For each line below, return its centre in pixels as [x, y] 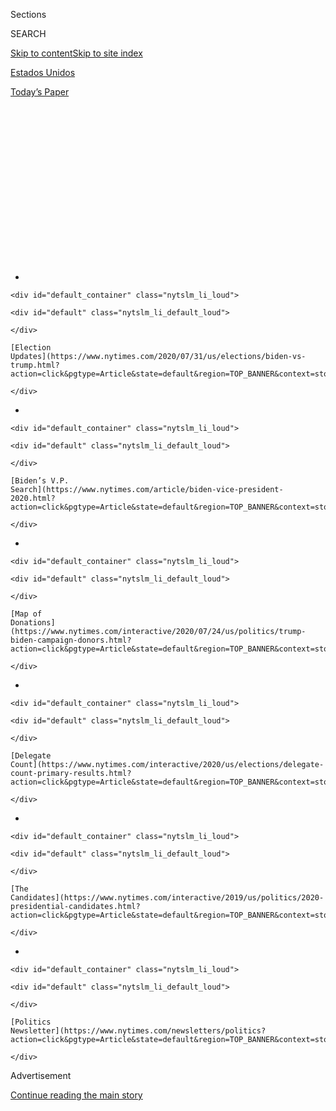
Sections [28, 14]
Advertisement [41, 1075]
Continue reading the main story [76, 1095]
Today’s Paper [40, 92]
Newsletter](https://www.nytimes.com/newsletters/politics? [138, 1031]
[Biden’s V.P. [40, 481]
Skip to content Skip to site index [76, 53]
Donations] [33, 623]
